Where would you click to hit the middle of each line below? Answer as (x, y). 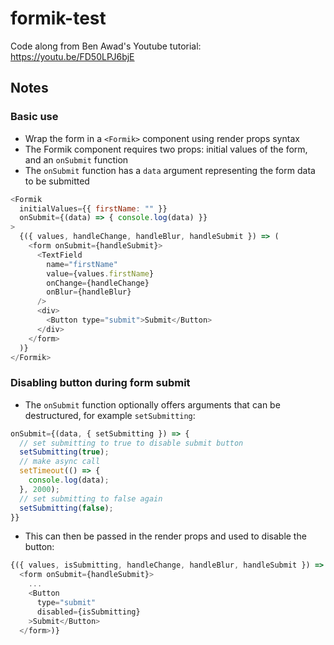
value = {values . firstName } (100, 273)
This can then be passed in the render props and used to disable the (165, 536)
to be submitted (57, 181)
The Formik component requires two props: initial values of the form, (166, 149)
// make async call (60, 462)
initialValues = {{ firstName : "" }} (93, 208)
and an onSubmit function (76, 159)
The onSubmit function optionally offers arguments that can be (152, 404)
